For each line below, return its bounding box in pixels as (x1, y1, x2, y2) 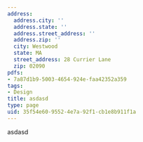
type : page (7, 102, 39, 109)
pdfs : (7, 69, 23, 76)
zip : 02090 (13, 63, 46, 70)
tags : (7, 82, 23, 89)
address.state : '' (13, 23, 68, 30)
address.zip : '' (13, 37, 61, 44)
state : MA (13, 50, 42, 57)
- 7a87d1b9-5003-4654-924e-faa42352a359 (7, 75, 128, 83)
